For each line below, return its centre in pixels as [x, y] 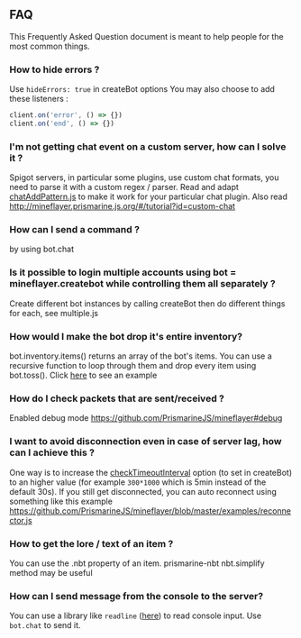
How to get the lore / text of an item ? [91, 543]
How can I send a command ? [74, 230]
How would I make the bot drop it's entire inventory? [126, 336]
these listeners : [39, 99]
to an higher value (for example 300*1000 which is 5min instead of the [138, 482]
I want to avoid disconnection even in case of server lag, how [146, 442]
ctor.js [21, 520]
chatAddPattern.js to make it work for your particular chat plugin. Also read [149, 196]
